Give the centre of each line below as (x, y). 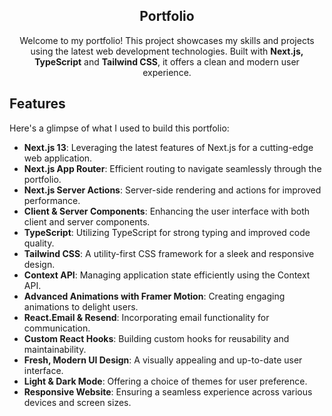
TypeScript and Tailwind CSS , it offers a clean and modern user (167, 61)
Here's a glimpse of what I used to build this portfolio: (119, 128)
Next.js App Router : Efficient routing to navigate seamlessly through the (172, 168)
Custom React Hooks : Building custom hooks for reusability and (156, 338)
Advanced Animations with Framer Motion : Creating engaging (154, 296)
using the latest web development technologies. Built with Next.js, (167, 51)
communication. (57, 328)
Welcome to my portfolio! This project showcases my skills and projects (167, 40)
